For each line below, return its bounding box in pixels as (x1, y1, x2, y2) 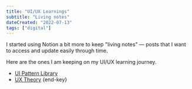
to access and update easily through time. (6, 47, 108, 54)
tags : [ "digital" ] (6, 25, 51, 31)
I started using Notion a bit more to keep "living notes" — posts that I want (6, 41, 187, 48)
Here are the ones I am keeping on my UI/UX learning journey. (6, 59, 157, 66)
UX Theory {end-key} (14, 76, 68, 83)
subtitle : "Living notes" (6, 14, 69, 20)
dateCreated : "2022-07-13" (6, 19, 72, 25)
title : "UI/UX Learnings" (6, 8, 69, 15)
